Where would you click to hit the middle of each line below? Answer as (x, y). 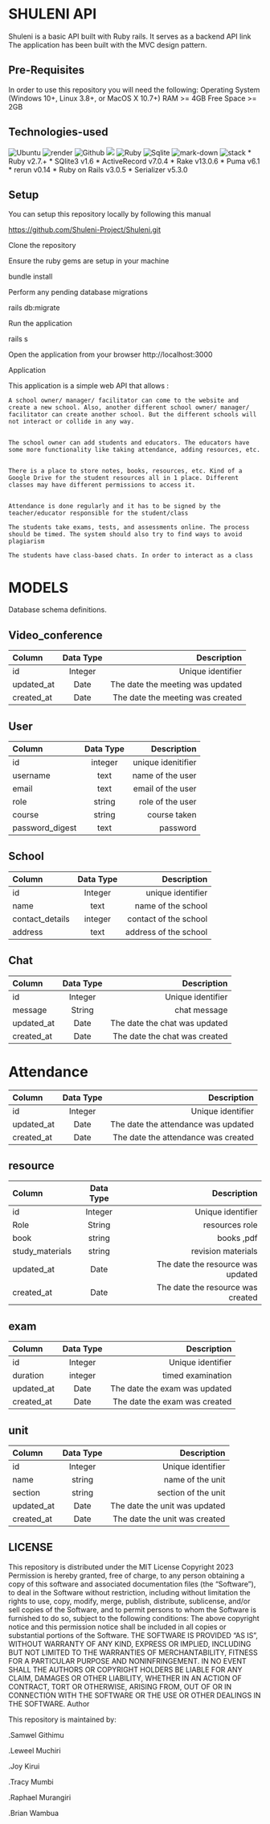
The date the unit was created (169, 1519)
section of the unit (191, 1492)
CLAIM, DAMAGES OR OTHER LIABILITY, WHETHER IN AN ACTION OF (125, 1678)
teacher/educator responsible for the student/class (98, 513)
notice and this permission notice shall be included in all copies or (117, 1627)
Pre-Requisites (47, 70)
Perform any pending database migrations (78, 292)
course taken (172, 814)
